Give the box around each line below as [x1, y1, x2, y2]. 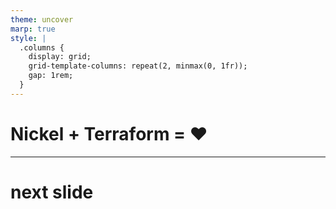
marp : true [10, 24, 56, 34]
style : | [10, 33, 47, 43]
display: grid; [28, 52, 92, 62]
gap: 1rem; [28, 71, 74, 81]
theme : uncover [10, 14, 74, 25]
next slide [10, 181, 94, 203]
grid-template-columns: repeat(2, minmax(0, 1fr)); [28, 61, 248, 71]
